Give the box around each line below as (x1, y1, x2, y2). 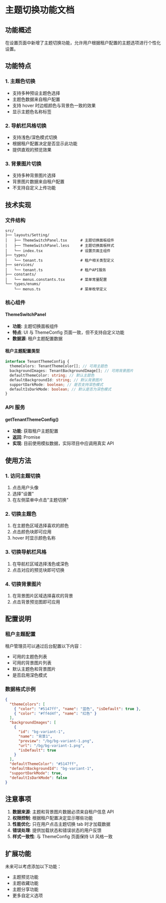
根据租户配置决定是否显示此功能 (12, 140, 78, 146)
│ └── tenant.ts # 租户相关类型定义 (5, 258, 115, 263)
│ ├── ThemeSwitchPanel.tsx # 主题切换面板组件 (5, 238, 115, 243)
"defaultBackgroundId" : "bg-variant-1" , (9, 766, 94, 771)
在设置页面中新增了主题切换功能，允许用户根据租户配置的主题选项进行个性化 (5, 40, 161, 45)
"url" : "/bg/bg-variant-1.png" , (18, 743, 85, 748)
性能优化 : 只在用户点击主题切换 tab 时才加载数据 (12, 821, 111, 827)
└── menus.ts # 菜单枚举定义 (14, 286, 107, 292)
